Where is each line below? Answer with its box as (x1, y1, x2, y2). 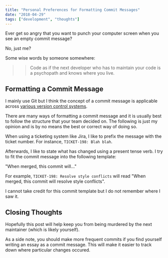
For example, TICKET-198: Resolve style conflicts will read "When (5, 173, 146, 179)
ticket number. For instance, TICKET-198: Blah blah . (5, 139, 113, 145)
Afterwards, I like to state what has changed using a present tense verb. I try (5, 148, 163, 154)
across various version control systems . (5, 103, 88, 109)
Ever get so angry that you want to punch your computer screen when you (5, 31, 159, 37)
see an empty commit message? (5, 36, 73, 42)
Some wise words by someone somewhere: (5, 55, 95, 61)
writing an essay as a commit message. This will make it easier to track (5, 241, 152, 247)
